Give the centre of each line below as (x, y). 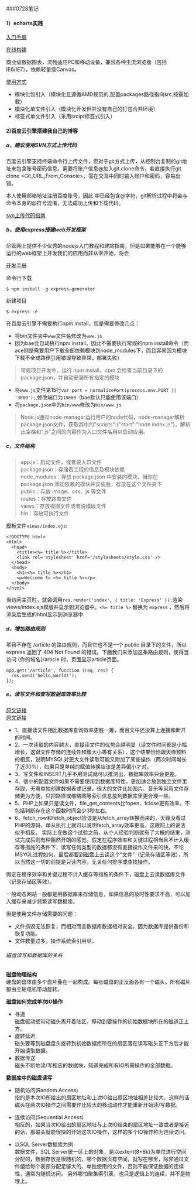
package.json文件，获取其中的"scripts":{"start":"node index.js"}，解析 (105, 424)
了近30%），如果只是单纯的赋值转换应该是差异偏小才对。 (83, 767)
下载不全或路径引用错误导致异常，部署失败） (68, 358)
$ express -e (22, 312)
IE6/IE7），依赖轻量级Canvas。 (43, 70)
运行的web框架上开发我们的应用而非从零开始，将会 (68, 253)
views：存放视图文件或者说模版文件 (63, 506)
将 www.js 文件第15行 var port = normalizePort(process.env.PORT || (95, 390)
